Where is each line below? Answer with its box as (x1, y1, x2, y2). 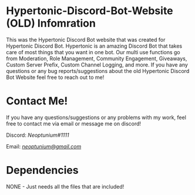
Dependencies (6, 164, 79, 177)
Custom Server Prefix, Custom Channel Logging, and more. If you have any (6, 61, 188, 68)
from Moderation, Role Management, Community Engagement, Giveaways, (6, 55, 187, 62)
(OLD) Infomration (6, 16, 96, 30)
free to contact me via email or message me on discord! (6, 120, 142, 127)
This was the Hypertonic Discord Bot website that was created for (6, 36, 166, 43)
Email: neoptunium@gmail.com (6, 143, 82, 150)
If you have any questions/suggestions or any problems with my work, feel (6, 114, 187, 121)
